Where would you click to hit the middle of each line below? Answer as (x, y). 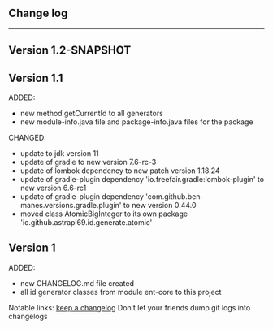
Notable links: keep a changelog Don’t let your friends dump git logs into (130, 307)
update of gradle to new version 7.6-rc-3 (88, 162)
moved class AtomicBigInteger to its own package (104, 214)
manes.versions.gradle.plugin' (71, 206)
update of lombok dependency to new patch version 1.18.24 (120, 171)
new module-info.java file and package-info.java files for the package (136, 122)
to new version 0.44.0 (160, 206)
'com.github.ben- (175, 197)
